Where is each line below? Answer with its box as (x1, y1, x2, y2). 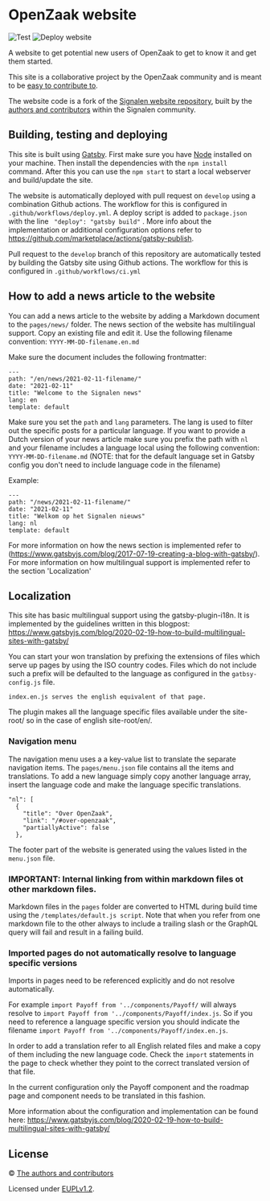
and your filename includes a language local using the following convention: (8, 443, 260, 452)
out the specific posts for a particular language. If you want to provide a (8, 425, 246, 435)
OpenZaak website (8, 6, 137, 24)
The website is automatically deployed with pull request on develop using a (8, 191, 256, 200)
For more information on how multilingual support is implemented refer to (8, 557, 251, 567)
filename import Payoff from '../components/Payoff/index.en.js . (8, 1026, 228, 1035)
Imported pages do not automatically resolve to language (8, 947, 237, 959)
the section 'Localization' (8, 566, 92, 576)
